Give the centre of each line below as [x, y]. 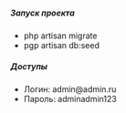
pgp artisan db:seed [61, 45]
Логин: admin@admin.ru [70, 89]
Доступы [29, 66]
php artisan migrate [60, 36]
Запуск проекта [43, 13]
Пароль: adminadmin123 [70, 98]
